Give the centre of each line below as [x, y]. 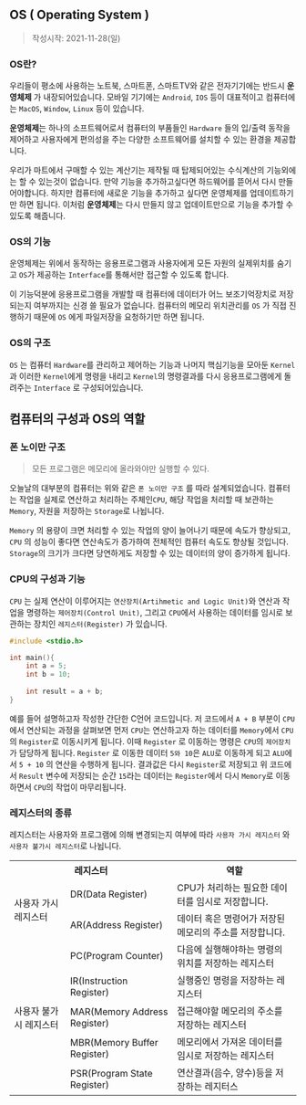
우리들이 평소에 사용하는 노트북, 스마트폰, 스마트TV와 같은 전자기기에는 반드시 [147, 86]
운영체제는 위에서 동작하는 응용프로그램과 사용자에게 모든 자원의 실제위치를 [142, 263]
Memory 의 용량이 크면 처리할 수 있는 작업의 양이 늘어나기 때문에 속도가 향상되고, [150, 531]
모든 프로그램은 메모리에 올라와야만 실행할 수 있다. [120, 468]
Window [56, 110]
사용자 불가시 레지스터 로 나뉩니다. [66, 846]
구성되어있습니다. [112, 387]
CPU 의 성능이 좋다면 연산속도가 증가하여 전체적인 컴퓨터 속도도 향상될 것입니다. [149, 542]
